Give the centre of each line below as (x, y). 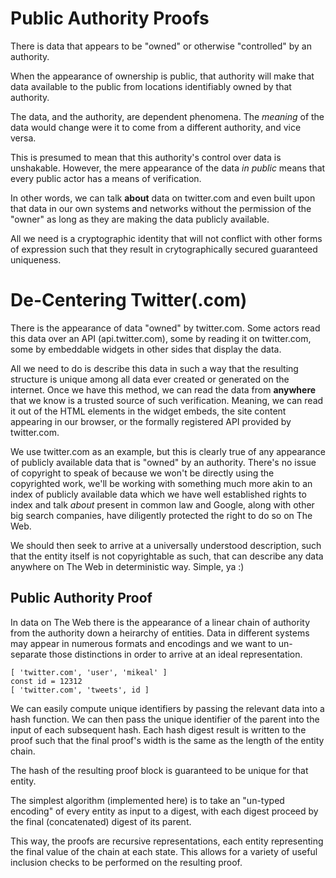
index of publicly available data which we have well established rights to (158, 494)
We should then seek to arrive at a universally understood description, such (166, 545)
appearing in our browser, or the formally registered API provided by (151, 421)
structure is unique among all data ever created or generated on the (150, 379)
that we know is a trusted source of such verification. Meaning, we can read (167, 400)
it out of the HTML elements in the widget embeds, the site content (148, 411)
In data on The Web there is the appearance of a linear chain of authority (160, 622)
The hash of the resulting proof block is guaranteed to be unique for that (159, 770)
